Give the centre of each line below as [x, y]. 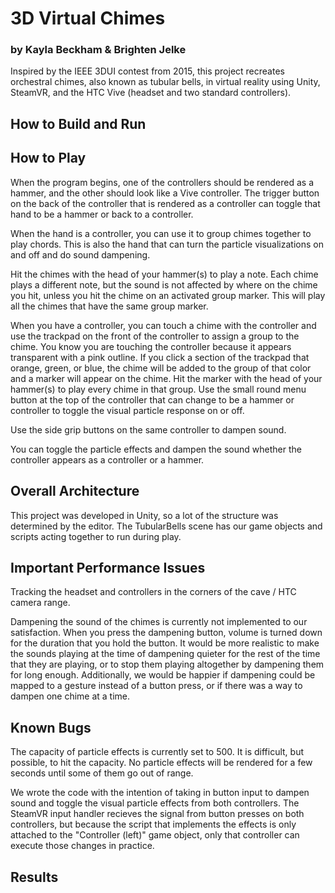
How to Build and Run [78, 123]
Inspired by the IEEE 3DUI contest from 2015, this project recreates [147, 71]
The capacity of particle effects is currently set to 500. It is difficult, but [157, 752]
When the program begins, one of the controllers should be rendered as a [162, 182]
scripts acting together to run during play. [96, 536]
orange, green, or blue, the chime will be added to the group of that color [161, 368]
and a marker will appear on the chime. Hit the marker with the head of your [166, 378]
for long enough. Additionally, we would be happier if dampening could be [163, 675]
